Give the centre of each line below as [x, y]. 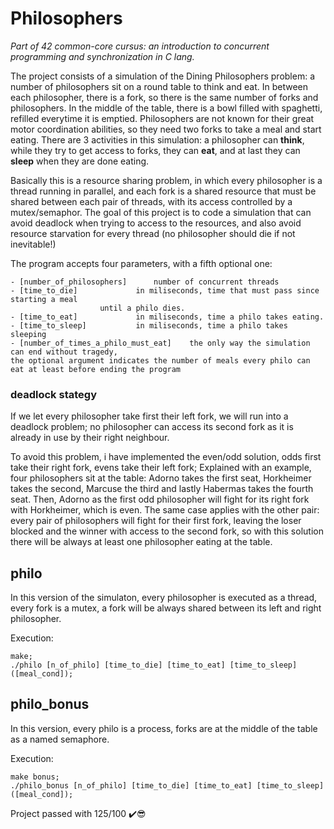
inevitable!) [33, 244]
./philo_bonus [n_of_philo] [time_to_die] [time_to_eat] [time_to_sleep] [167, 785]
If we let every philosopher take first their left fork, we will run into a [149, 416]
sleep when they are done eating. [80, 161]
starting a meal [44, 299]
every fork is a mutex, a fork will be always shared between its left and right [166, 608]
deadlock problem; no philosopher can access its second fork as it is [152, 427]
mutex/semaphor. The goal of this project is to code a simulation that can [161, 212]
